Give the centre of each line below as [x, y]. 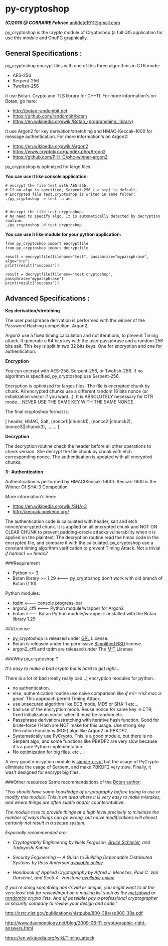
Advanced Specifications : [47, 298]
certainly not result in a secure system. [46, 823]
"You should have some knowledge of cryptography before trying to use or [83, 791]
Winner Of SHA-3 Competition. [37, 487]
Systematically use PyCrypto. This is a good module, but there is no [82, 736]
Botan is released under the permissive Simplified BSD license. [77, 643]
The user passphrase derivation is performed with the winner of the [75, 320]
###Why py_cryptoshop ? [32, 658]
